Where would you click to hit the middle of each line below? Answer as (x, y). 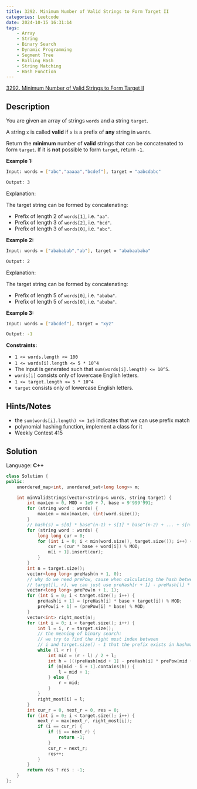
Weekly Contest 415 (39, 433)
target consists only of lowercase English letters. (74, 388)
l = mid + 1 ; (74, 672)
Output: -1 (19, 334)
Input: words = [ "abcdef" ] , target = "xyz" (60, 324)
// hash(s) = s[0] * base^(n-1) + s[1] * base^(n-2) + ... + (103, 525)
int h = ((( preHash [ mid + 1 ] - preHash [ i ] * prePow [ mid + (120, 661)
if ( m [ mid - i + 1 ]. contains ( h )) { (91, 666)
